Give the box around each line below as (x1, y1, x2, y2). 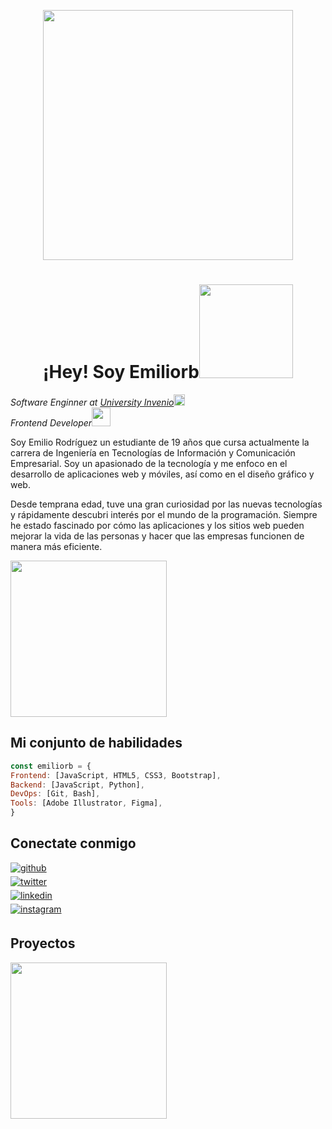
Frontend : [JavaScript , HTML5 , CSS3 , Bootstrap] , (10, 770, 222, 780)
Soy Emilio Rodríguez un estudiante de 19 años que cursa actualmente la (10, 436, 310, 448)
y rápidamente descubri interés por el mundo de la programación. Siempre (10, 508, 318, 520)
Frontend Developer (10, 416, 93, 429)
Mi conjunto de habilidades (10, 735, 183, 752)
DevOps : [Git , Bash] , (10, 789, 101, 799)
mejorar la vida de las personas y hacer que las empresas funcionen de (10, 530, 305, 542)
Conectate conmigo (10, 835, 137, 852)
